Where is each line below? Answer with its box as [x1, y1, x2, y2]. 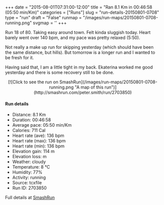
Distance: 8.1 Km [12, 112, 46, 118]
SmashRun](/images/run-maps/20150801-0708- [59, 79, 158, 85]
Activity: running [12, 174, 46, 180]
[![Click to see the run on [8, 79, 59, 85]
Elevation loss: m [12, 154, 47, 160]
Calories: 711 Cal [12, 128, 46, 134]
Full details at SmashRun [5, 195, 55, 201]
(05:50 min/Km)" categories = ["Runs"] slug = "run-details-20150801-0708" [5, 9, 159, 15]
